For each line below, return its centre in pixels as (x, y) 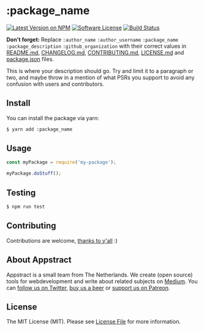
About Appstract (39, 260)
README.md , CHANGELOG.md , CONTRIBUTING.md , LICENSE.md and (95, 52)
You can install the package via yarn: (53, 118)
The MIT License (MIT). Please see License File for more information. (93, 322)
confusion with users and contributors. (55, 84)
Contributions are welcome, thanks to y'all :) (62, 240)
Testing (21, 193)
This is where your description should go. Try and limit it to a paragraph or (100, 70)
